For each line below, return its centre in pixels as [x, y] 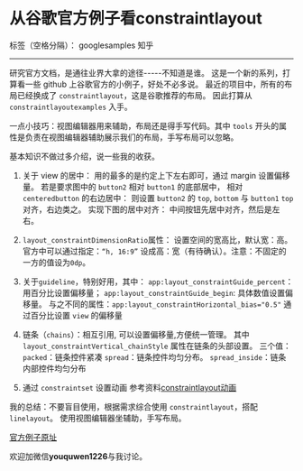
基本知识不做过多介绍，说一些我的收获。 [84, 156]
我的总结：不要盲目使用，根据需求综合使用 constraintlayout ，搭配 [134, 406]
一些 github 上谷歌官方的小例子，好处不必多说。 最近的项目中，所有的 [155, 84]
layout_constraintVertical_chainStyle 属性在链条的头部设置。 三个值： [156, 346]
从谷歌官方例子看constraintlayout [136, 18]
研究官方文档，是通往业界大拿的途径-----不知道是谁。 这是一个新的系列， [146, 72]
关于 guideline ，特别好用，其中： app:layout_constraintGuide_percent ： [158, 282]
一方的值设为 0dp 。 [56, 262]
